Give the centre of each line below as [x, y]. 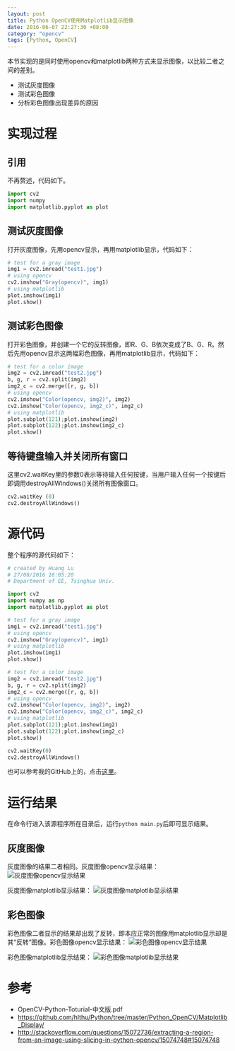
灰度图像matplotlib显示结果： [49, 890]
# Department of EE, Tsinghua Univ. [61, 581]
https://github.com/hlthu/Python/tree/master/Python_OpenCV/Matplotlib [122, 1017]
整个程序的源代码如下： [41, 554]
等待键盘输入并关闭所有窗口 [68, 456]
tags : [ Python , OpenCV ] [42, 40]
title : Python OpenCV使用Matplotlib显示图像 [71, 21]
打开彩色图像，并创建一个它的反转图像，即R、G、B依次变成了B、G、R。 [113, 344]
